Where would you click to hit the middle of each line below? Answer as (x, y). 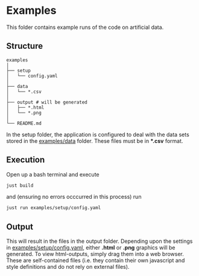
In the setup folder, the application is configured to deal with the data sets (98, 134)
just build (20, 185)
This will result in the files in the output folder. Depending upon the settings (99, 241)
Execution (26, 160)
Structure (25, 46)
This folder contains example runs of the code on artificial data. (85, 27)
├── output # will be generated (47, 102)
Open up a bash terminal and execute (53, 174)
